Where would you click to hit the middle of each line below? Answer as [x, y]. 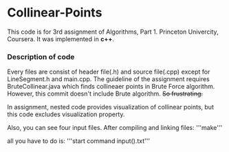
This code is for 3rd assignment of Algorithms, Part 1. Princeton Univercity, [113, 32]
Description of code [41, 56]
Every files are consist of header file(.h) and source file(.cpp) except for [109, 72]
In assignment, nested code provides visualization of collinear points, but [111, 107]
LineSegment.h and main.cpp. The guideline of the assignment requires [108, 79]
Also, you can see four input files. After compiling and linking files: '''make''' [115, 128]
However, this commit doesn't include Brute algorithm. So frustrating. [105, 94]
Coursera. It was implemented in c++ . [61, 39]
